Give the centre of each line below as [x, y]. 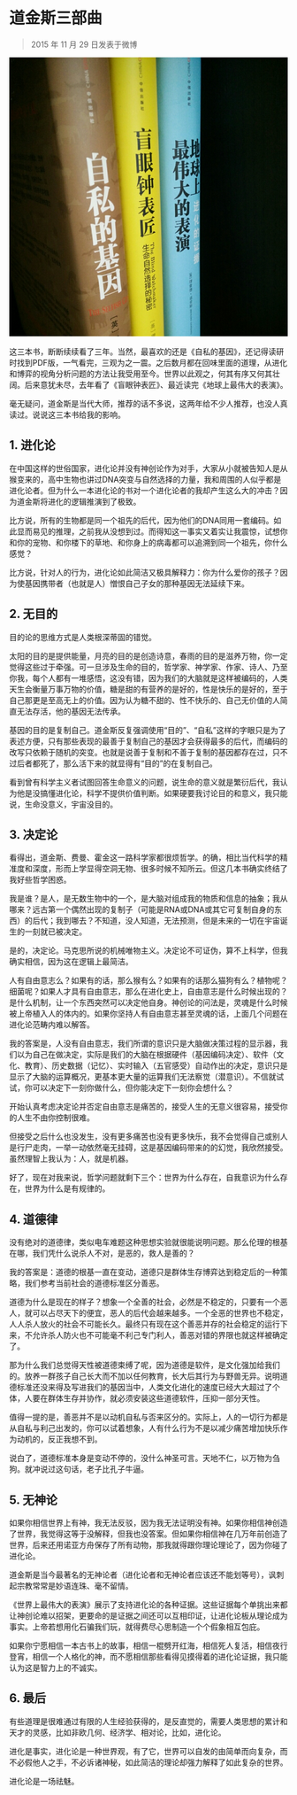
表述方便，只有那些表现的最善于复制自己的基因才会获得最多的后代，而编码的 [148, 741]
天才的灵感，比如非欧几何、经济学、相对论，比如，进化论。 [118, 1732]
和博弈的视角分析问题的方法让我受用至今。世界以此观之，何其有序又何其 [141, 374]
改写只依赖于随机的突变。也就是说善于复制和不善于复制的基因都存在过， [141, 752]
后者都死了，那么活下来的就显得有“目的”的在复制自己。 [117, 763]
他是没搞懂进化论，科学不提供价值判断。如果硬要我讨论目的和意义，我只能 [152, 793]
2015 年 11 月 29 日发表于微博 [84, 44]
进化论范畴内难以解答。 [52, 1025]
